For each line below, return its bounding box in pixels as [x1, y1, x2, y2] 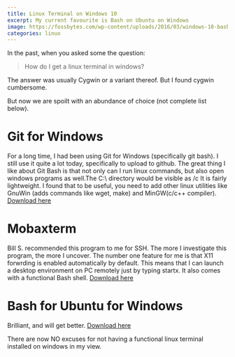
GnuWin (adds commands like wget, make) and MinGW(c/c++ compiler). [7, 189, 217, 198]
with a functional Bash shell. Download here [7, 274, 134, 282]
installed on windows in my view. [7, 342, 102, 351]
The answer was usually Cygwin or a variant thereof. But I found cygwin [7, 76, 215, 85]
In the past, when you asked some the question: [7, 49, 145, 57]
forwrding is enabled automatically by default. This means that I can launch [7, 259, 224, 268]
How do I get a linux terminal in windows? [24, 62, 145, 71]
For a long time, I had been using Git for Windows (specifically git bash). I [7, 152, 219, 161]
